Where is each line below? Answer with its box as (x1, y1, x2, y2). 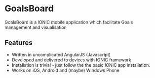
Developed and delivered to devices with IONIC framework (11, 57, 132, 63)
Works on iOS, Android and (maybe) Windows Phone (11, 67, 119, 73)
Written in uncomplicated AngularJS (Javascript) (11, 52, 111, 57)
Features (4, 39, 33, 47)
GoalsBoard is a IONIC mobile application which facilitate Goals (4, 19, 133, 25)
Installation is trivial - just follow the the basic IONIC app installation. (11, 62, 150, 68)
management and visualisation (4, 24, 67, 30)
